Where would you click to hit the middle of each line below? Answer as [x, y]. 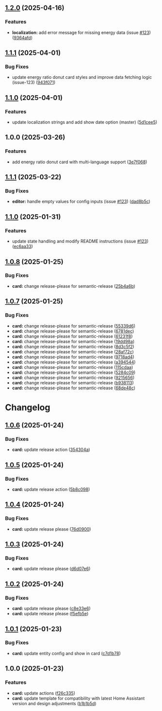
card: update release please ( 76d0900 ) [51, 529]
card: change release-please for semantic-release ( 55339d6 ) [74, 326]
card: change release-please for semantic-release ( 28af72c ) [73, 351]
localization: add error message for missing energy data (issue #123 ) [81, 32]
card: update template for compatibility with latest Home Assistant [78, 698]
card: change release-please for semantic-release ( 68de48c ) [74, 388]
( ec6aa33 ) [22, 246]
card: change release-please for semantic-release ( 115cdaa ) [73, 367]
